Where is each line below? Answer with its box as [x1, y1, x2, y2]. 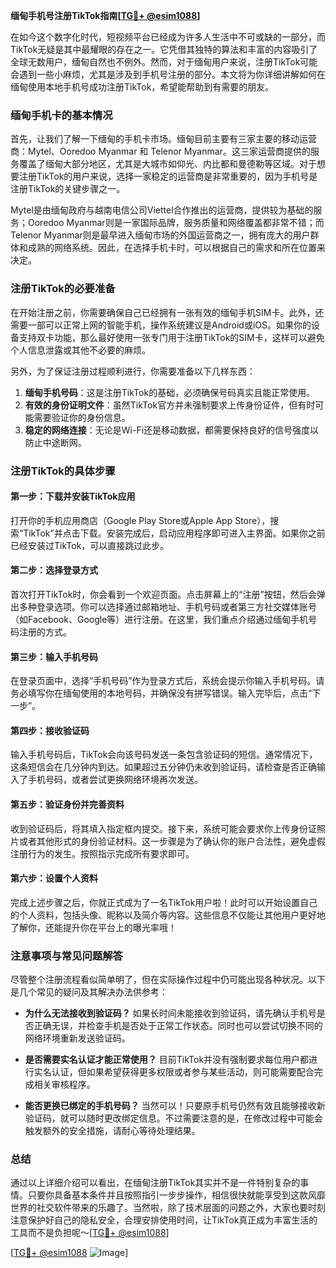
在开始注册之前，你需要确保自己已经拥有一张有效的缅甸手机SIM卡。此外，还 [10, 306, 325, 318]
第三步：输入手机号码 [10, 650, 98, 663]
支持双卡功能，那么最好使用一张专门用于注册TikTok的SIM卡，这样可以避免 [18, 331, 325, 343]
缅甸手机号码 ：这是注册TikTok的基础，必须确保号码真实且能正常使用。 [24, 386, 316, 398]
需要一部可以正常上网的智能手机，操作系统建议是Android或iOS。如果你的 [10, 319, 312, 331]
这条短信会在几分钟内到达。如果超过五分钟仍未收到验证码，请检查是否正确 [10, 761, 317, 773]
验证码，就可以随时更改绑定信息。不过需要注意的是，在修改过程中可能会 [24, 1112, 323, 1124]
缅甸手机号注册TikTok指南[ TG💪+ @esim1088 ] [10, 10, 201, 21]
